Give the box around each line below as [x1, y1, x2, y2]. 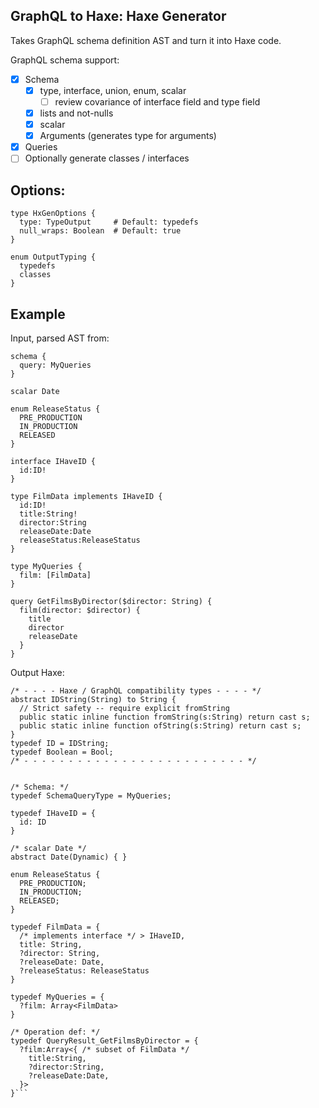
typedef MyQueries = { [10, 992, 105, 1002]
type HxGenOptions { [10, 209, 97, 219]
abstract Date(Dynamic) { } [10, 852, 128, 862]
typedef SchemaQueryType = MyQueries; [10, 790, 172, 801]
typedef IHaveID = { [10, 808, 97, 818]
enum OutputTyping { [10, 252, 97, 263]
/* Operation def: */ [10, 1027, 101, 1037]
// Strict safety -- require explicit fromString [19, 703, 230, 713]
